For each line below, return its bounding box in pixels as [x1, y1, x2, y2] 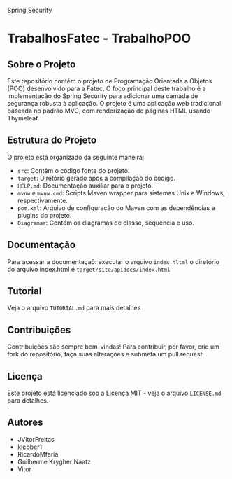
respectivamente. [17, 196, 68, 204]
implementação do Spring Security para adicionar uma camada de [7, 92, 198, 100]
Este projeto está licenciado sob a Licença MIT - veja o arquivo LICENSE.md [7, 389, 222, 398]
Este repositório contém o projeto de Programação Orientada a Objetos [7, 77, 212, 85]
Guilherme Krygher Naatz [17, 457, 91, 466]
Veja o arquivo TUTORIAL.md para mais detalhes [7, 304, 141, 312]
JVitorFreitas [17, 435, 55, 443]
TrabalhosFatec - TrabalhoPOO [7, 31, 191, 46]
